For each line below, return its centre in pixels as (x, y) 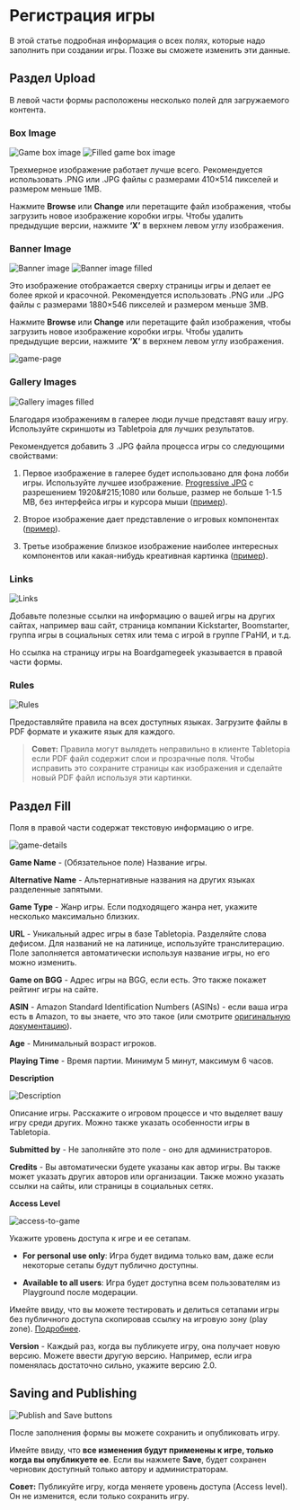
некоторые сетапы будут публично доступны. (110, 1266)
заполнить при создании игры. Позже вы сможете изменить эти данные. (150, 49)
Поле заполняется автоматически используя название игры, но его (140, 953)
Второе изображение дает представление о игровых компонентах (150, 519)
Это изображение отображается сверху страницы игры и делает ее (140, 286)
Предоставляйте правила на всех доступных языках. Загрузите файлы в (149, 722)
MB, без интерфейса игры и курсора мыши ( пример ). (125, 502)
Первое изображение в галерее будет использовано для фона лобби (155, 473)
